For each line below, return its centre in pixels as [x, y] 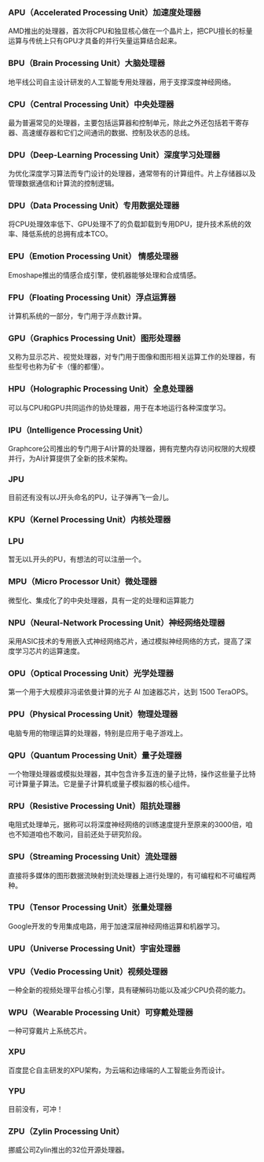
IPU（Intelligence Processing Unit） [78, 430]
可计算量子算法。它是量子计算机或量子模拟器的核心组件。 [101, 783]
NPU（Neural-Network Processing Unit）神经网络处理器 [117, 623]
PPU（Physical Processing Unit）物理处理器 [93, 715]
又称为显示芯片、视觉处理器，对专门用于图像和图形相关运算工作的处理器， [128, 357]
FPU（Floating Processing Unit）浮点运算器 [92, 297]
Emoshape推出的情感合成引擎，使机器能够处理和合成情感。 [104, 275]
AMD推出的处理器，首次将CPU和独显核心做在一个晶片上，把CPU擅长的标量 [130, 31]
